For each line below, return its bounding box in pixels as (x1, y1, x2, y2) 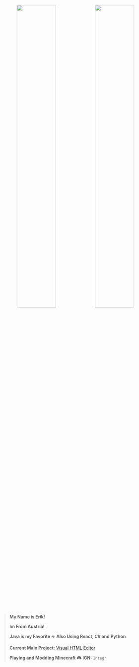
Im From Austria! (9, 623, 45, 629)
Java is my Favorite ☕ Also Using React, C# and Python (9, 633, 126, 639)
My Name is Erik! (9, 614, 45, 620)
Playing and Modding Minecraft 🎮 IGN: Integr (9, 655, 107, 661)
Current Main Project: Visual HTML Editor (9, 645, 95, 651)
